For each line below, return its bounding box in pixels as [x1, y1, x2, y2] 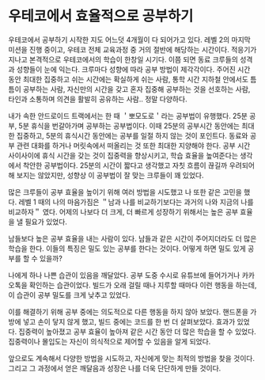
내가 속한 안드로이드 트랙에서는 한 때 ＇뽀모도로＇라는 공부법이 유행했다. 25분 [8, 111, 248, 120]
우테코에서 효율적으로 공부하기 [8, 7, 194, 25]
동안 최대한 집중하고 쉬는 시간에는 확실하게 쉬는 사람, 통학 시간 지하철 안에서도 [8, 74, 249, 84]
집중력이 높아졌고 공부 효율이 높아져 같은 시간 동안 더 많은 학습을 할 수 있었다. [18, 326, 257, 336]
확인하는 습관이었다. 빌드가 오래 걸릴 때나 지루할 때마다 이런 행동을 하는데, [28, 280, 257, 290]
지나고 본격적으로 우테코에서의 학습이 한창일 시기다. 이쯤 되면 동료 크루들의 [8, 55, 239, 64]
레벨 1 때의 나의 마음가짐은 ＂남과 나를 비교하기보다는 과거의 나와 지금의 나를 [18, 197, 255, 207]
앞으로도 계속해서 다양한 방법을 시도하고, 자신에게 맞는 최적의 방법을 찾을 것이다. [8, 353, 256, 363]
